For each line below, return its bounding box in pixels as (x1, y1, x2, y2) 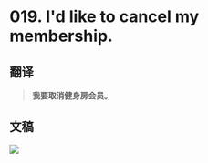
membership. (9, 25, 114, 46)
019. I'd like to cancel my (9, 6, 200, 27)
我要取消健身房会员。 (31, 90, 112, 101)
